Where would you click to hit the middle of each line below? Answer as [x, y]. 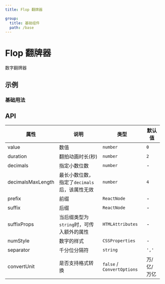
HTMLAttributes [120, 224]
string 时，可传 [76, 225]
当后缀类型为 [74, 217]
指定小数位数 [74, 166]
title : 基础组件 [25, 23]
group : [12, 18]
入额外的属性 [74, 232]
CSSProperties [119, 241]
